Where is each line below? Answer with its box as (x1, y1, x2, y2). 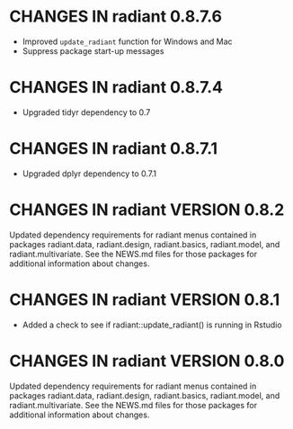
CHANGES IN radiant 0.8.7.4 (9, 77, 223, 98)
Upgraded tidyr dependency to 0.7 (22, 106, 151, 118)
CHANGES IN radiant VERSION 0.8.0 (9, 351, 285, 371)
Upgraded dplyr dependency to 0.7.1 (22, 168, 157, 179)
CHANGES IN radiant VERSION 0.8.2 (9, 200, 285, 219)
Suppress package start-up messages (22, 45, 164, 56)
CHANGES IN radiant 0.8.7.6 (9, 6, 223, 27)
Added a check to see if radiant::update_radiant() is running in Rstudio (22, 319, 282, 330)
